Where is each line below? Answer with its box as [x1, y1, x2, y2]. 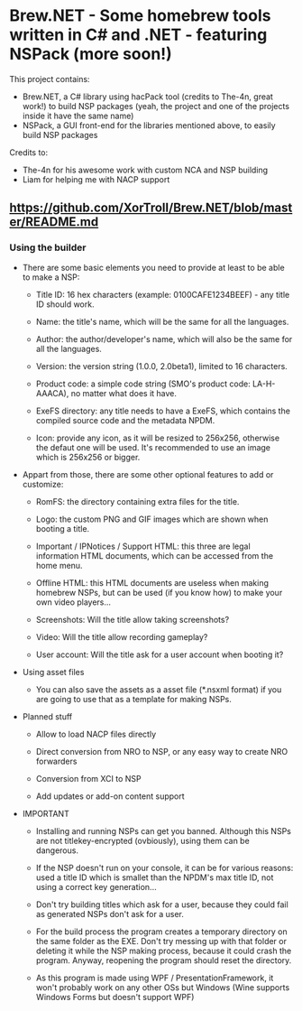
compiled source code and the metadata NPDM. [35, 414, 215, 425]
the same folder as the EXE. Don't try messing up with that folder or [35, 935, 287, 946]
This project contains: [9, 73, 90, 84]
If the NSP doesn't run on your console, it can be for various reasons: [35, 862, 294, 873]
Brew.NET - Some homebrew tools [9, 5, 271, 26]
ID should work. [35, 299, 95, 310]
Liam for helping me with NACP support [22, 173, 170, 185]
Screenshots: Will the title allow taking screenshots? [35, 614, 230, 625]
